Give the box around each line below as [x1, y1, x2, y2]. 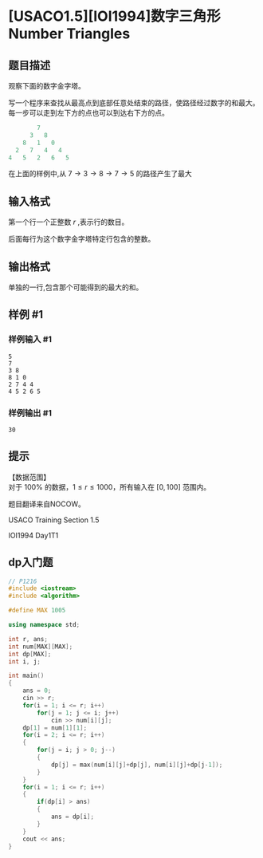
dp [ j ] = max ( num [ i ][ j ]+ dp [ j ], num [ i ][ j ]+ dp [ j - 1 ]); [50, 761, 223, 769]
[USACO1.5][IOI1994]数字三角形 [8, 7, 221, 26]
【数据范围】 [8, 472, 50, 482]
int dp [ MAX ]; [8, 650, 52, 658]
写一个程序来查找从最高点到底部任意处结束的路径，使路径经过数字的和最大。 [8, 98, 260, 108]
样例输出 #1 [8, 407, 52, 419]
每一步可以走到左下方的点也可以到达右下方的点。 [8, 108, 169, 117]
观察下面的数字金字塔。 [8, 81, 85, 90]
